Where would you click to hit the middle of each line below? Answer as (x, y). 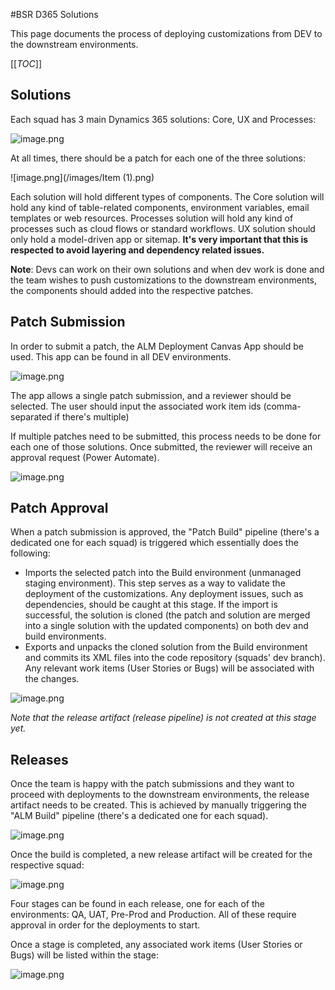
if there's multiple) (92, 416)
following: (30, 553)
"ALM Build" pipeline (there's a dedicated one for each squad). (139, 816)
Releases (39, 759)
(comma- (282, 406)
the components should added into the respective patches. (132, 290)
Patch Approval (59, 508)
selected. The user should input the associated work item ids (136, 406)
